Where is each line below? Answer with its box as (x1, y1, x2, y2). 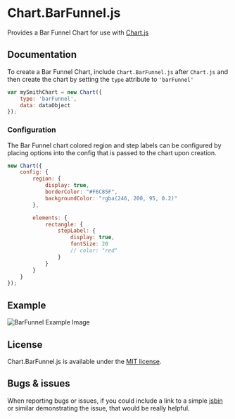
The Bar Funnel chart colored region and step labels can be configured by (7, 141, 222, 150)
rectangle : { (44, 221, 83, 228)
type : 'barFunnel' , (20, 95, 77, 102)
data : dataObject (20, 102, 71, 109)
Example (7, 299, 46, 311)
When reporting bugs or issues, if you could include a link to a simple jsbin (7, 396, 223, 405)
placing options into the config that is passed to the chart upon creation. (7, 148, 217, 157)
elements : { (32, 214, 68, 221)
